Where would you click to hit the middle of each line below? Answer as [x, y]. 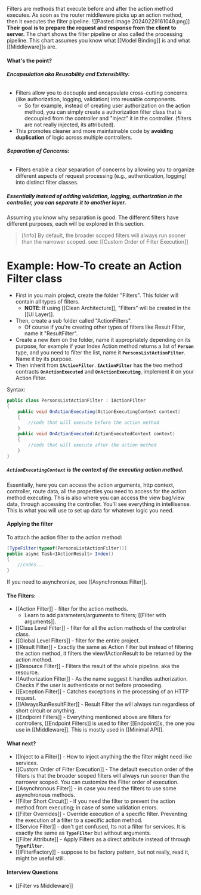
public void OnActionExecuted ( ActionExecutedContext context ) [96, 434]
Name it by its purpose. [44, 359]
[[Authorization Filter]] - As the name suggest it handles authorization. [102, 679]
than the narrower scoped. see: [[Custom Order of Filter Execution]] [105, 241]
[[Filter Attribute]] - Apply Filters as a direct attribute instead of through [103, 839]
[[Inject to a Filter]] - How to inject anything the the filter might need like [104, 757]
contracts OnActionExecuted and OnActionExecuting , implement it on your [105, 371]
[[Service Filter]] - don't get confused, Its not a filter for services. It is [101, 827]
